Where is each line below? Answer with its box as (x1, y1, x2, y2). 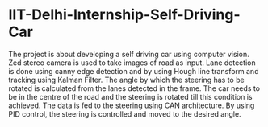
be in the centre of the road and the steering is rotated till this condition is (8, 92, 253, 101)
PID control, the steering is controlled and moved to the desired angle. (8, 109, 241, 118)
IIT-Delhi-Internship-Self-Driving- (8, 6, 241, 24)
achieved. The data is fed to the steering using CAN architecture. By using (8, 100, 255, 110)
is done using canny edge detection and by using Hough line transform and (8, 66, 259, 76)
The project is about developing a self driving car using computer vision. (8, 49, 249, 59)
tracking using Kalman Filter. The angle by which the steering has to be (8, 75, 245, 84)
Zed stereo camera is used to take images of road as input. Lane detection (8, 58, 256, 68)
